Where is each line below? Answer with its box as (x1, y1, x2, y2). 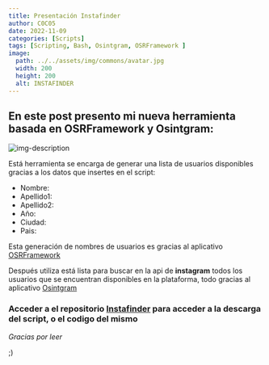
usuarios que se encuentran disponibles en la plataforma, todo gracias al (8, 275, 251, 284)
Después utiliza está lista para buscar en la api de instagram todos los (8, 266, 243, 275)
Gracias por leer (8, 332, 63, 342)
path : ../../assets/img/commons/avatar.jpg (15, 57, 164, 65)
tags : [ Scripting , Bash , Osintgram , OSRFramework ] (8, 42, 186, 50)
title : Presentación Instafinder (8, 11, 121, 20)
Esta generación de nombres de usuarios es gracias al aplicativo (8, 241, 224, 251)
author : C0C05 (8, 19, 57, 27)
